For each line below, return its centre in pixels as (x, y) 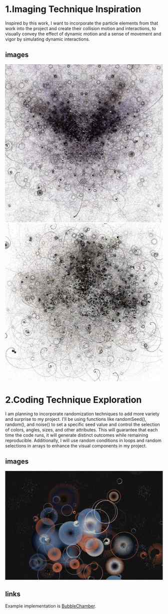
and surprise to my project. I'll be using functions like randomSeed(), (76, 419)
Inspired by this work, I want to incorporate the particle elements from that (82, 23)
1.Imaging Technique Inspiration (73, 9)
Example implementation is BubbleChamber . (51, 606)
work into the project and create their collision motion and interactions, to (81, 28)
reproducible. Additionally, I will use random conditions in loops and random (83, 440)
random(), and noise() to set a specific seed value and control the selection (82, 424)
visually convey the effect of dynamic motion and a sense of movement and (83, 34)
